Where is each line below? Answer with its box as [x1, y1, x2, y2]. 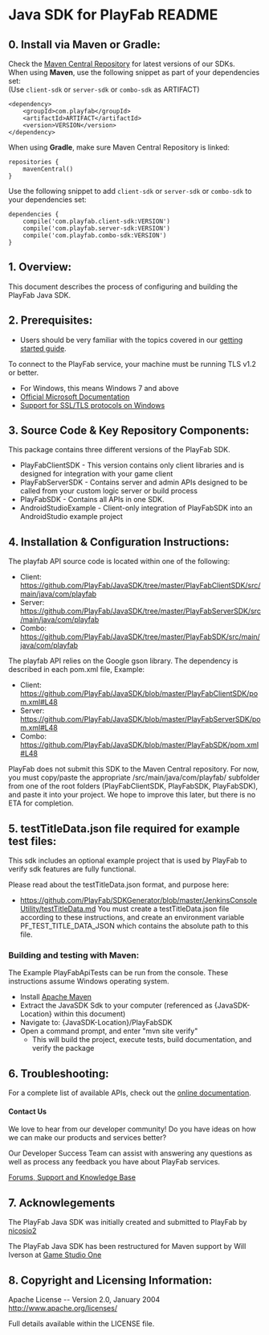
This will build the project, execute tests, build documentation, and [31, 1035, 252, 1045]
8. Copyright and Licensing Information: [8, 1273, 213, 1287]
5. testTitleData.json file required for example [8, 822, 241, 835]
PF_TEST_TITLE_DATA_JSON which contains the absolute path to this [19, 921, 249, 931]
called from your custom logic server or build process [19, 486, 198, 496]
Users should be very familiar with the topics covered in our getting [19, 335, 243, 344]
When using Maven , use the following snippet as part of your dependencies [8, 68, 260, 77]
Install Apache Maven [19, 992, 92, 1002]
